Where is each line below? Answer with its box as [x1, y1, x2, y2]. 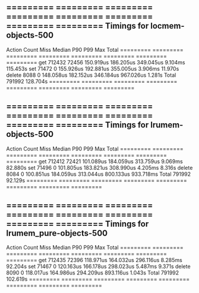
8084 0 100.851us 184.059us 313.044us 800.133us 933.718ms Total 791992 [6, 170, 191, 177]
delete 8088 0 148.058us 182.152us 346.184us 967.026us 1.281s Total [6, 71, 176, 79]
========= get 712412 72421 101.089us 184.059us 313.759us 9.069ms [6, 158, 183, 165]
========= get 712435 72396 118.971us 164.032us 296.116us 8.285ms [6, 257, 182, 264]
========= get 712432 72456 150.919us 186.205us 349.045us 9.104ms [6, 58, 185, 66]
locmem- [150, 21, 185, 31]
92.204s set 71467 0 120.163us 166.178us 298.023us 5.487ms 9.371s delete [6, 263, 191, 270]
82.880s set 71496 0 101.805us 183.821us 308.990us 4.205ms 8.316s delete [6, 164, 193, 171]
